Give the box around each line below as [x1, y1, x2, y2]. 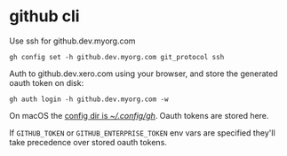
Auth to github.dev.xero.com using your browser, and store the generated [9, 68, 278, 79]
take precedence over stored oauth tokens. [9, 136, 167, 147]
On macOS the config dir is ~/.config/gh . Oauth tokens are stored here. [9, 110, 269, 121]
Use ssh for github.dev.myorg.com [9, 35, 136, 46]
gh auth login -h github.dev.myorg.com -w [9, 95, 169, 104]
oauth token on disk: [9, 77, 84, 88]
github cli [9, 6, 80, 27]
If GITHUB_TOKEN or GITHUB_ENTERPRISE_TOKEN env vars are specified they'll [9, 127, 275, 138]
